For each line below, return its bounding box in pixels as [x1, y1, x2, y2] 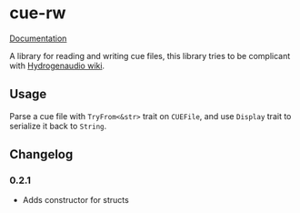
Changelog [9, 147, 74, 162]
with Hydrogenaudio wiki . [9, 60, 105, 71]
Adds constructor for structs [22, 195, 129, 206]
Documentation [9, 33, 67, 44]
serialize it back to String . [9, 120, 107, 131]
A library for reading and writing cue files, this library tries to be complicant [9, 50, 291, 61]
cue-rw [9, 3, 66, 24]
